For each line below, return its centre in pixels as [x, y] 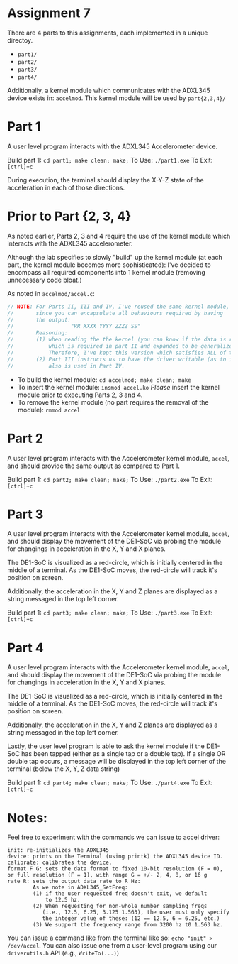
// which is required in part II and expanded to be [103, 346]
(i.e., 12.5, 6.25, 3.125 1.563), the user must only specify [136, 913]
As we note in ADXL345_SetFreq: [81, 888]
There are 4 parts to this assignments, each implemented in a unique [108, 33]
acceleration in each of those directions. [66, 187]
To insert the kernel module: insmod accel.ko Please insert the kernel [118, 387]
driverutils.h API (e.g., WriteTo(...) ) [63, 953]
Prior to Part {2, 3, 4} [69, 216]
